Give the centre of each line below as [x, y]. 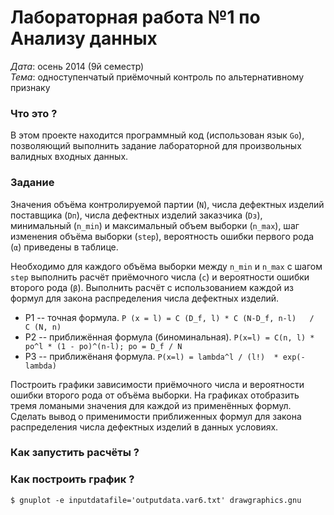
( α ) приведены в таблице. [64, 247]
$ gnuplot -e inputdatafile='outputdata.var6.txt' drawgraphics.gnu [156, 500]
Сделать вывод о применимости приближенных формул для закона [156, 416]
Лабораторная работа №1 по [135, 17]
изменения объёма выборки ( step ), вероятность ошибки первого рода [162, 236]
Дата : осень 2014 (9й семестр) [77, 66]
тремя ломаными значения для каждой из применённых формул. [151, 405]
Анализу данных [84, 38]
